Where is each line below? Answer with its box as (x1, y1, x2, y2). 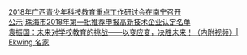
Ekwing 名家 (8, 37, 50, 47)
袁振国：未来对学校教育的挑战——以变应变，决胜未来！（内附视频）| (8, 27, 239, 36)
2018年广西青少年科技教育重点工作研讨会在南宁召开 (8, 7, 181, 16)
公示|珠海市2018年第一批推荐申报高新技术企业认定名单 (8, 17, 191, 27)
